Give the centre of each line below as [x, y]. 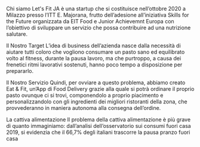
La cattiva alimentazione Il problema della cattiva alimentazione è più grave [99, 120]
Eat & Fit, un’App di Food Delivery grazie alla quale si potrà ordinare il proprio [100, 89]
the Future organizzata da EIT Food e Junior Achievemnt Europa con [90, 21]
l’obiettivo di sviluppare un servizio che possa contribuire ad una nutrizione [99, 27]
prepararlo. [20, 71]
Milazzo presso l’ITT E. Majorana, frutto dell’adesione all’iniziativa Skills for [98, 15]
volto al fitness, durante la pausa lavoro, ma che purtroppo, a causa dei [94, 58]
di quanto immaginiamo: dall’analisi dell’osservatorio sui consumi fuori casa [99, 126]
